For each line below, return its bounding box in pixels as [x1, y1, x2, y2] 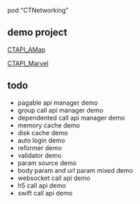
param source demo [17, 159, 77, 167]
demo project [7, 26, 68, 38]
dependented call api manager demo [17, 113, 125, 122]
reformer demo [17, 143, 62, 152]
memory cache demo [17, 120, 80, 130]
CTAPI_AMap [7, 45, 46, 54]
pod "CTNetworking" [7, 6, 69, 14]
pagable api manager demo [17, 98, 98, 107]
